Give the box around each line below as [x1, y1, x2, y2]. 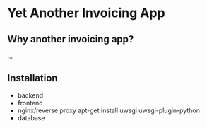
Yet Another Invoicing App [7, 5, 165, 21]
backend [17, 91, 44, 100]
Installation [7, 72, 58, 84]
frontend [17, 98, 44, 107]
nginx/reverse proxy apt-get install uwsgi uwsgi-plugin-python [17, 106, 200, 115]
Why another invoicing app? [7, 33, 134, 45]
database [17, 113, 45, 122]
